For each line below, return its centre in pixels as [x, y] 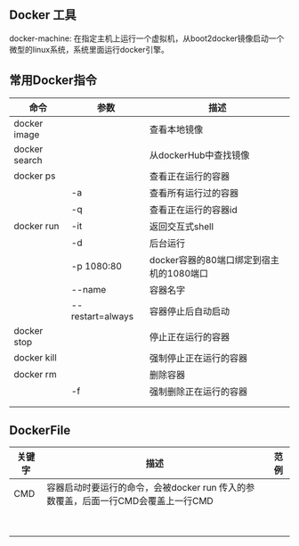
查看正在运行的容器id [194, 210]
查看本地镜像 [177, 129]
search [28, 160]
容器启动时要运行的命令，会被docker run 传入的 [146, 488]
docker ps [35, 176]
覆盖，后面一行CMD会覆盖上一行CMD [134, 501]
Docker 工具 [43, 15]
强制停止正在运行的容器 [199, 358]
